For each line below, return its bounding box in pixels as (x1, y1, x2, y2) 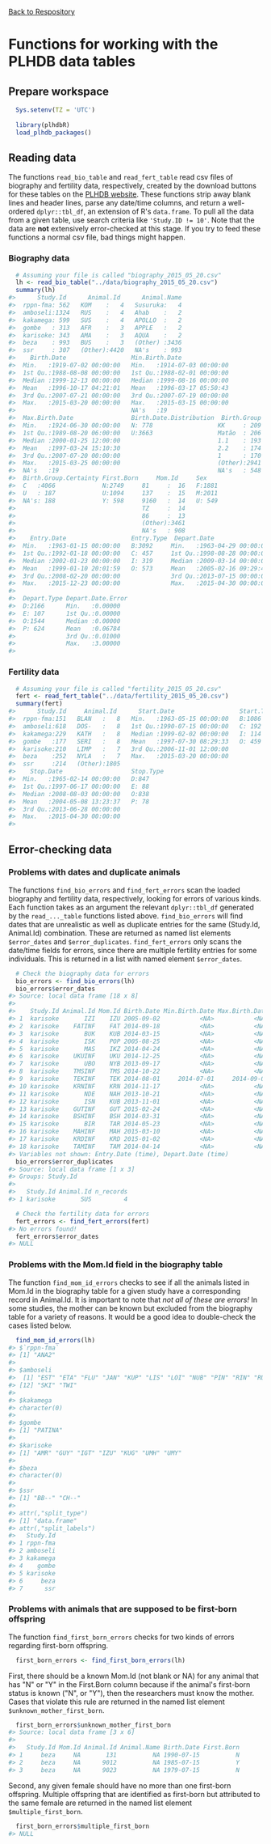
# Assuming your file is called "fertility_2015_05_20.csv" (15, 685, 222, 693)
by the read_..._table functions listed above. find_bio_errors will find (8, 910, 244, 921)
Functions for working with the (8, 36, 219, 53)
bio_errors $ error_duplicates (15, 1157, 114, 1166)
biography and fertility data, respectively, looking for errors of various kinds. (8, 893, 262, 903)
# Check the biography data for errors (15, 969, 150, 977)
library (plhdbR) (15, 121, 70, 129)
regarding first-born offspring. (8, 1640, 109, 1650)
